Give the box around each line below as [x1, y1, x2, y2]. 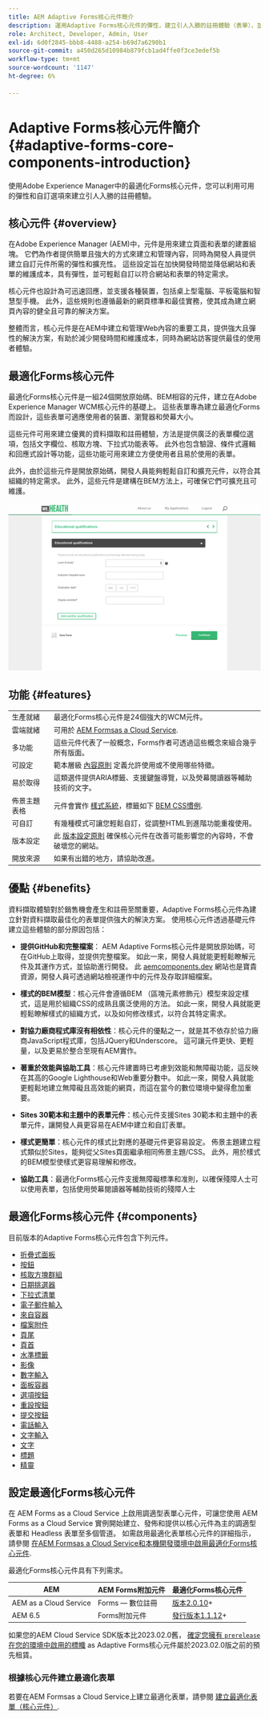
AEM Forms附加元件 [97, 1584, 166, 1595]
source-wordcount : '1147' [8, 64, 94, 72]
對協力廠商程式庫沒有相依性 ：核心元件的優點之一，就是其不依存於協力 [19, 1025, 252, 1035]
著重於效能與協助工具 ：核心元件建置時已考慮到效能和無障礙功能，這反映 [19, 1062, 259, 1072]
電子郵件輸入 [19, 1300, 62, 1309]
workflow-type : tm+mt [8, 55, 81, 63]
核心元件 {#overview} [8, 216, 118, 230]
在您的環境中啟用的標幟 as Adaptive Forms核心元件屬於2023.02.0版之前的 [8, 1640, 254, 1649]
